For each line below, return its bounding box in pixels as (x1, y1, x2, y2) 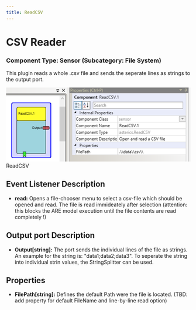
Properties (6, 275, 46, 285)
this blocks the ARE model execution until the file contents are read (14, 207, 177, 214)
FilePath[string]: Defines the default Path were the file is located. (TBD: (14, 291, 188, 298)
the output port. (6, 76, 44, 83)
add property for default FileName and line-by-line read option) (14, 297, 167, 304)
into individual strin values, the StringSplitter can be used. (14, 258, 154, 265)
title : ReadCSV (6, 9, 43, 15)
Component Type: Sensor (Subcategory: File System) (6, 56, 162, 64)
